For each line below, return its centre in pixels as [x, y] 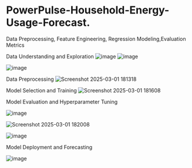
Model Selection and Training [42, 90]
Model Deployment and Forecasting [49, 147]
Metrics [15, 45]
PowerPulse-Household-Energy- [88, 10]
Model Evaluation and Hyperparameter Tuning [62, 102]
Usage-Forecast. [48, 23]
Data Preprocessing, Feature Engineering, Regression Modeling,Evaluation [96, 39]
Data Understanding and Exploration [50, 56]
